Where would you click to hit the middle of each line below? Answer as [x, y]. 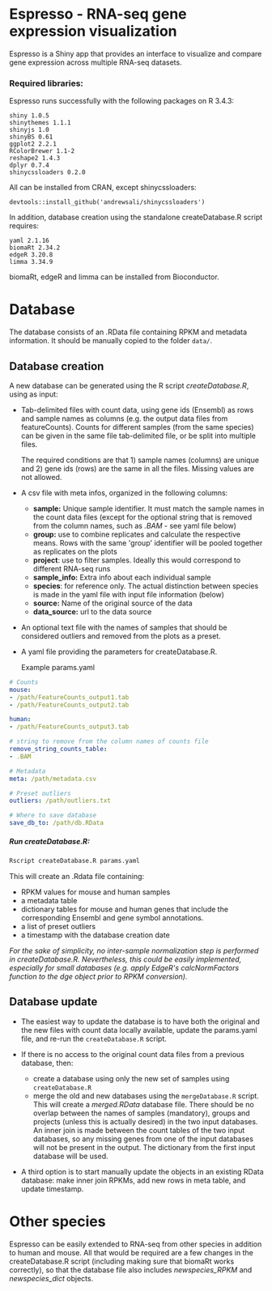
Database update [53, 1002]
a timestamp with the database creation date [96, 935]
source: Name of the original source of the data [113, 603]
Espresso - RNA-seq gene [98, 14]
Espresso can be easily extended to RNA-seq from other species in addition [136, 1244]
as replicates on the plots [75, 551]
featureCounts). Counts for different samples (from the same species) [137, 427]
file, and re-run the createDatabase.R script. [93, 1038]
